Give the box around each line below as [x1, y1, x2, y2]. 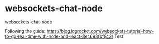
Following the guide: [5, 28, 46, 34]
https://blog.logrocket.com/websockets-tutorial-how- [46, 28, 154, 34]
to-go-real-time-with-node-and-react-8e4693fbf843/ [5, 33, 113, 39]
